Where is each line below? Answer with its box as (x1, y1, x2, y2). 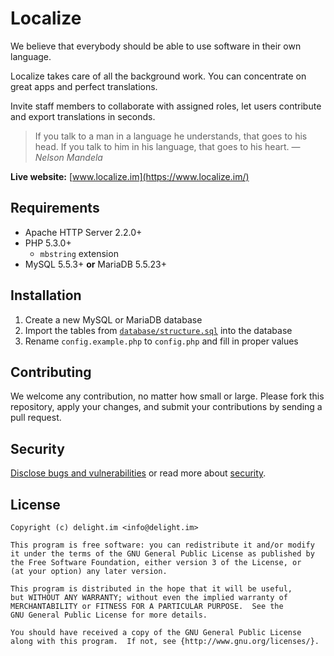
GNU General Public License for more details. (10, 610, 208, 620)
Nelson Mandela (34, 151, 103, 163)
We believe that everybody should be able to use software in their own (10, 40, 302, 52)
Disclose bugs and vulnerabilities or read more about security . (10, 467, 267, 479)
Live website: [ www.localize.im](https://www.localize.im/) (10, 170, 250, 182)
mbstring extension (39, 247, 119, 259)
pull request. (10, 412, 62, 424)
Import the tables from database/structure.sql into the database (24, 324, 293, 336)
